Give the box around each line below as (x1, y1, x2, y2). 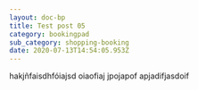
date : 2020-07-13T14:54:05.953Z (9, 46, 129, 55)
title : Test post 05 (9, 21, 87, 30)
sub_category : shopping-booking (9, 37, 129, 47)
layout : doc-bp (9, 12, 66, 22)
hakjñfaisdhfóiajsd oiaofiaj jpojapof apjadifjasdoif (9, 70, 190, 81)
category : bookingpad (9, 29, 90, 38)
